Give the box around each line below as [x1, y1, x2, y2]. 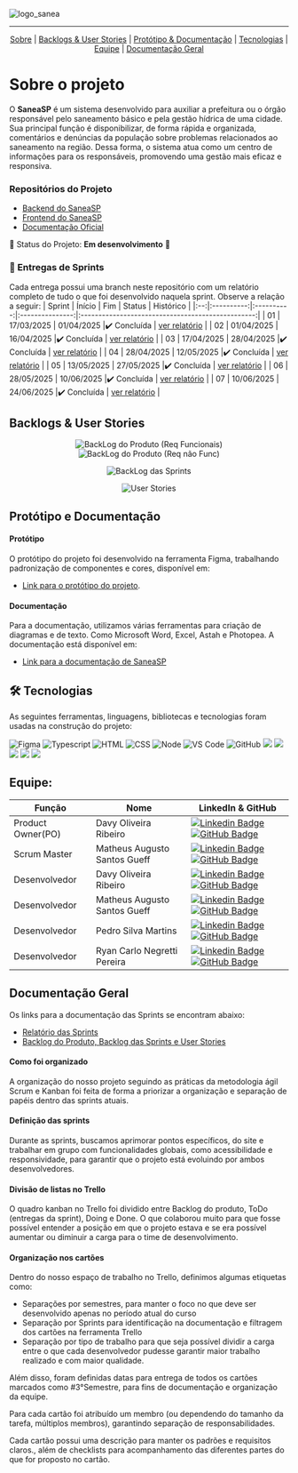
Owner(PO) [13, 828, 62, 840]
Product [13, 816, 47, 829]
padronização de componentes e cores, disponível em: [9, 563, 210, 573]
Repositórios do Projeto [9, 182, 113, 195]
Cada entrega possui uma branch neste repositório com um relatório [9, 281, 259, 292]
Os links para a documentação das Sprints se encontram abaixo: [9, 1009, 246, 1020]
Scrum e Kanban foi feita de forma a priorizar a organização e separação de [9, 1085, 287, 1096]
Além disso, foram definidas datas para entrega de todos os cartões [9, 1373, 258, 1383]
